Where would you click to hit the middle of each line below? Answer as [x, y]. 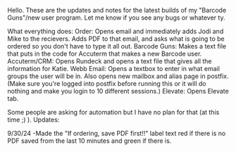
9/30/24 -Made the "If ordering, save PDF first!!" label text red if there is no [117, 133]
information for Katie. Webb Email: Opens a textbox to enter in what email [114, 69]
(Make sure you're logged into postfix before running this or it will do [107, 83]
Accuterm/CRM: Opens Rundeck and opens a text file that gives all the [110, 61]
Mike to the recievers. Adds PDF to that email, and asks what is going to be [116, 39]
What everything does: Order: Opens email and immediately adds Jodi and [116, 31]
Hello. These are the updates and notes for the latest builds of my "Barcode [117, 10]
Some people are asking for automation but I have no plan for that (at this [113, 112]
